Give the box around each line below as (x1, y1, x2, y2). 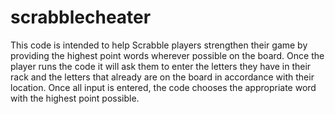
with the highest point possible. (10, 92, 140, 104)
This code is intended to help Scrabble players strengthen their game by (10, 39, 308, 51)
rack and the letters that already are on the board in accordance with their (10, 71, 315, 83)
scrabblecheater (10, 6, 152, 29)
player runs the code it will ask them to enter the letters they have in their (10, 60, 312, 72)
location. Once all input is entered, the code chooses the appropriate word (10, 81, 317, 93)
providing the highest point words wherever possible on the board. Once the (10, 49, 325, 61)
